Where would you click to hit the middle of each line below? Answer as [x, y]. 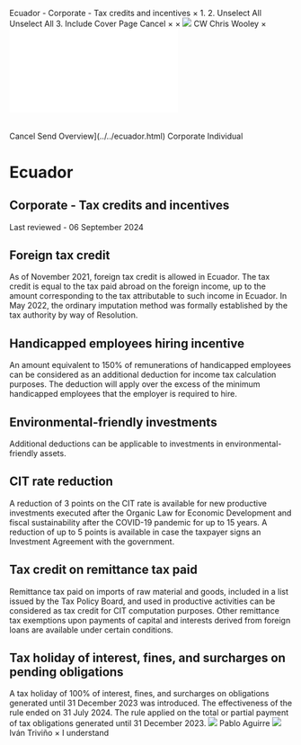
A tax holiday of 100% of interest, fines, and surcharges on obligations [139, 694]
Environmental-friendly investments [113, 422]
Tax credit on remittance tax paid [103, 570]
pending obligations [66, 673]
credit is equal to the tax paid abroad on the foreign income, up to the [138, 286]
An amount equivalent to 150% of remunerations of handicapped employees [150, 365]
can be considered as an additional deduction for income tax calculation [143, 375]
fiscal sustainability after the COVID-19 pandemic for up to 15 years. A [138, 522]
